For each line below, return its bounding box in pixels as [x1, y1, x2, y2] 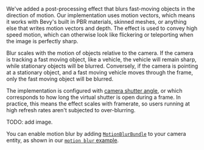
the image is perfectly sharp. [6, 38, 79, 45]
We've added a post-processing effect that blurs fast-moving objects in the [6, 5, 195, 12]
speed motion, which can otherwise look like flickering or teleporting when [6, 31, 194, 38]
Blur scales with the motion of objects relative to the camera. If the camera [6, 49, 194, 57]
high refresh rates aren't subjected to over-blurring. [6, 107, 136, 113]
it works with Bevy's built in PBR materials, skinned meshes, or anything [6, 18, 187, 25]
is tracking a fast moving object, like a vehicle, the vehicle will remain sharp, [6, 56, 197, 63]
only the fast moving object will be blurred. [6, 76, 114, 82]
